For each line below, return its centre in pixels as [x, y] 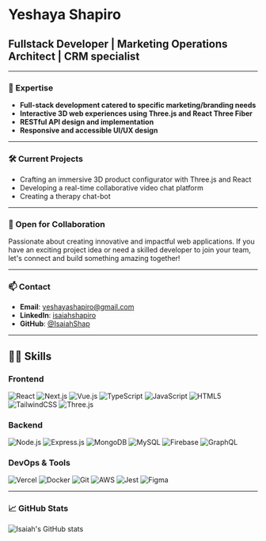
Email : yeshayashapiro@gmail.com [77, 307]
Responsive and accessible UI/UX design [89, 130]
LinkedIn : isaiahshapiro [58, 316]
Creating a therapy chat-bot [65, 196]
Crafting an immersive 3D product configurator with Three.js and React [135, 179]
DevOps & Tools [40, 463]
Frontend [26, 378]
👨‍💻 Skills [30, 356]
